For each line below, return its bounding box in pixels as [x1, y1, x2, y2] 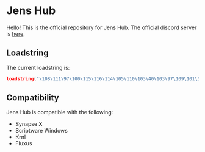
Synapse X [15, 120, 43, 128]
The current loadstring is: [6, 64, 70, 71]
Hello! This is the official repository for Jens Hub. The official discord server [6, 24, 197, 31]
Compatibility [6, 92, 59, 103]
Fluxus [15, 140, 32, 147]
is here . [6, 30, 26, 37]
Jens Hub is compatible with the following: [6, 109, 113, 116]
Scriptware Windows [15, 127, 68, 134]
